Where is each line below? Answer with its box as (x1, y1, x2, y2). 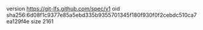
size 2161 (30, 18, 54, 25)
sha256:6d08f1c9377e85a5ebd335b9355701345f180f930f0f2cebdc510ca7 (6, 11, 197, 19)
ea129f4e (6, 18, 30, 25)
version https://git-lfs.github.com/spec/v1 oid (6, 5, 120, 12)
